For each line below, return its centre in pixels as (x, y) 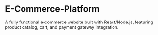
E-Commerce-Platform (52, 9)
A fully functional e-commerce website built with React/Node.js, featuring (79, 22)
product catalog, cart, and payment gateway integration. (62, 27)
